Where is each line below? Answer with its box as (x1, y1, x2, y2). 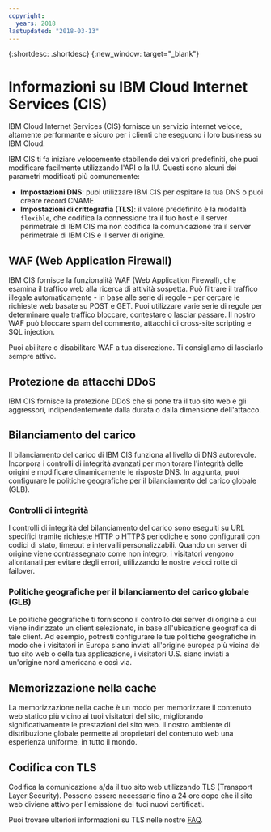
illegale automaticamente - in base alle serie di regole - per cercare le (8, 292, 240, 302)
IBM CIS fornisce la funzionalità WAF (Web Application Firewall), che (8, 275, 237, 285)
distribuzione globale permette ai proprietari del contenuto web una (8, 728, 234, 738)
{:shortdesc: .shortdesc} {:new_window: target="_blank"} (8, 49, 200, 59)
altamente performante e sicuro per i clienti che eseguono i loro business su (8, 130, 262, 140)
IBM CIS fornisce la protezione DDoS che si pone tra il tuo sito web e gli (8, 396, 247, 406)
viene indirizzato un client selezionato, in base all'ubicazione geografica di (8, 623, 256, 633)
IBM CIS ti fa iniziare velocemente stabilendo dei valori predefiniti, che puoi (8, 155, 259, 164)
